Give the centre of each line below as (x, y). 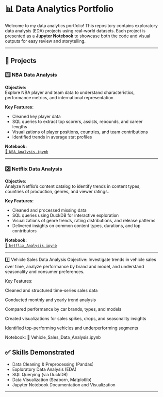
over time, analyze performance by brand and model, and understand (74, 266)
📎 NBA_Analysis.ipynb (27, 151)
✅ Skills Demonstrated (40, 353)
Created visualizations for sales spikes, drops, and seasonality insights (76, 318)
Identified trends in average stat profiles (52, 137)
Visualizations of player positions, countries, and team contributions (80, 132)
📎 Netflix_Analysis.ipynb (31, 245)
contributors (24, 230)
